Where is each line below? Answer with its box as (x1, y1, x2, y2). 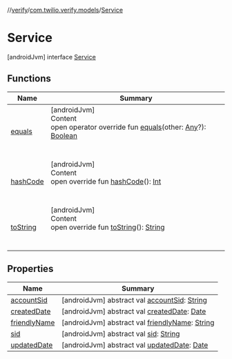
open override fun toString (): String (50, 222, 165, 232)
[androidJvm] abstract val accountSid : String (61, 295, 207, 304)
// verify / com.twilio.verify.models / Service (7, 6, 123, 14)
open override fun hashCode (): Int (50, 176, 162, 186)
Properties (7, 263, 54, 275)
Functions (7, 72, 52, 85)
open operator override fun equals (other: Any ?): (50, 122, 206, 132)
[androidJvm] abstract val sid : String (61, 329, 180, 338)
